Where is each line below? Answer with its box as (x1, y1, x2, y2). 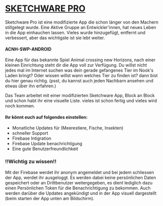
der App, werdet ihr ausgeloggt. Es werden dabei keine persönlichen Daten (5, 175, 156, 180)
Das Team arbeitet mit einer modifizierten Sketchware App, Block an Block (5, 93, 155, 99)
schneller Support (12, 130, 48, 136)
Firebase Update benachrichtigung (12, 141, 82, 147)
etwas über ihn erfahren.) (5, 83, 57, 89)
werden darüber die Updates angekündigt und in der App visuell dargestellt (5, 190, 157, 196)
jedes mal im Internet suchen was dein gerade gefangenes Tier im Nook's (5, 67, 154, 74)
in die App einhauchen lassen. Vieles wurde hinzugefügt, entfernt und (5, 29, 145, 35)
